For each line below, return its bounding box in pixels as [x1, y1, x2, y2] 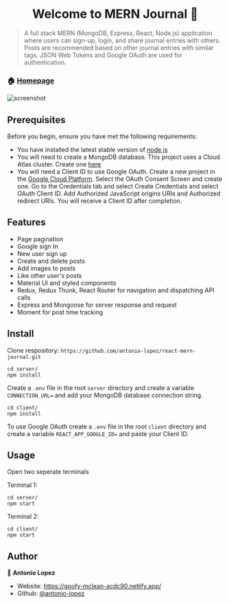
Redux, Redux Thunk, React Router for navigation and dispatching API [16, 285, 215, 294]
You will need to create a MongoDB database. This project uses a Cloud [16, 153, 221, 161]
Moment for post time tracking [16, 308, 104, 316]
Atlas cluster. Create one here [16, 160, 101, 169]
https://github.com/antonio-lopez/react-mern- [60, 347, 196, 354]
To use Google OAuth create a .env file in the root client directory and [7, 422, 207, 431]
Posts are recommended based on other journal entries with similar [23, 43, 214, 52]
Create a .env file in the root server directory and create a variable [7, 383, 195, 391]
